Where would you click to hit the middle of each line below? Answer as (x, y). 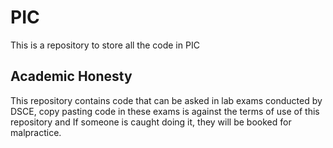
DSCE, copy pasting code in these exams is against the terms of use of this (165, 111)
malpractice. (36, 132)
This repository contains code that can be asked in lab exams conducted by (166, 100)
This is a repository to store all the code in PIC (105, 45)
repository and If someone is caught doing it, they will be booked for (151, 122)
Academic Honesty (71, 76)
